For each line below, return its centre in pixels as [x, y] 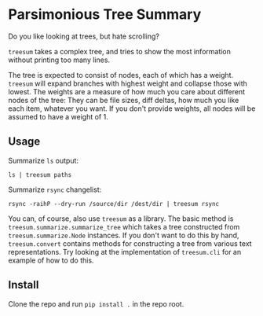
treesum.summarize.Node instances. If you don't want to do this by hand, [124, 235]
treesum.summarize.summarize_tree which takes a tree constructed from [124, 226]
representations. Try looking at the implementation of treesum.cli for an [125, 252]
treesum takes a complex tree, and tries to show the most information [120, 51]
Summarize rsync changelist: [55, 189]
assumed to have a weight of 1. [58, 116]
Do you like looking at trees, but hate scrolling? [84, 36]
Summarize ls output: [44, 160]
